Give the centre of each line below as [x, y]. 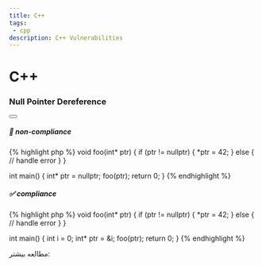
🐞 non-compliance [40, 132]
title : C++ [27, 15]
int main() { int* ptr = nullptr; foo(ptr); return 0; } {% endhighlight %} [120, 175]
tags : [18, 23]
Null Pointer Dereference [58, 102]
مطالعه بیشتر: [30, 253]
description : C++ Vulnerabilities [66, 38]
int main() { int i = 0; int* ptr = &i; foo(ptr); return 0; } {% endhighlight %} [127, 238]
